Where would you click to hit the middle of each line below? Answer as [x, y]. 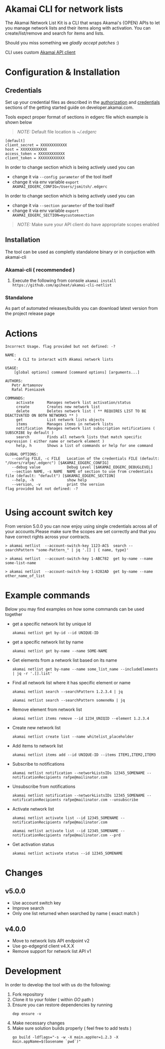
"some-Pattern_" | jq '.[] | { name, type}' [82, 550]
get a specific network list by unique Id [51, 624]
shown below [19, 122]
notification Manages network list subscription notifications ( [85, 429]
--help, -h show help [49, 480]
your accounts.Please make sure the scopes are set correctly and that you [81, 532]
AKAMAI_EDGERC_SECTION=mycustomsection [53, 215]
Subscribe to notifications [38, 764]
